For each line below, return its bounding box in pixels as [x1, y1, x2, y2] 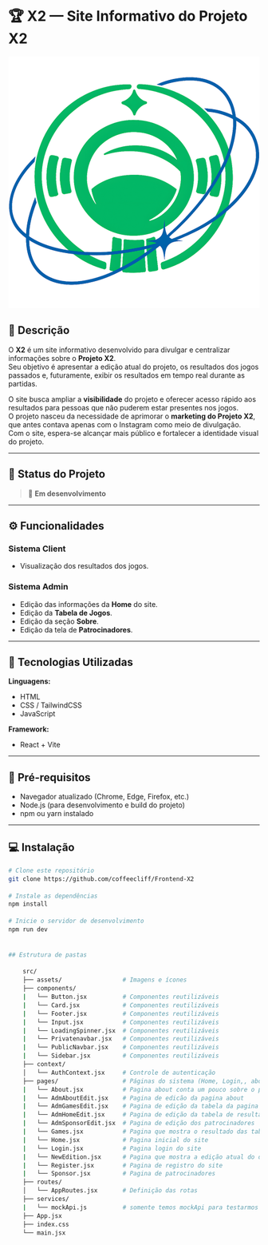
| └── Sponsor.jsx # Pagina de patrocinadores [22, 1170, 216, 1178]
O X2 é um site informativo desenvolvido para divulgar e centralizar [8, 345, 231, 355]
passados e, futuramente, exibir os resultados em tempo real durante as [8, 370, 246, 380]
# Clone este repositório [8, 866, 94, 874]
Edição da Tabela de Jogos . [19, 608, 113, 617]
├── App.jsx [22, 1211, 62, 1219]
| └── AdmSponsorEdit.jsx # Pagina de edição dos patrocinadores [22, 1120, 255, 1128]
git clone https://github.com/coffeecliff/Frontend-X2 [8, 874, 195, 883]
